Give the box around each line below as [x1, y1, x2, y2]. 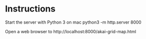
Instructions [5, 3, 56, 14]
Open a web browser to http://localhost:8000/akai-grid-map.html [5, 28, 137, 34]
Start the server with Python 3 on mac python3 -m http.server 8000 [5, 19, 142, 25]
